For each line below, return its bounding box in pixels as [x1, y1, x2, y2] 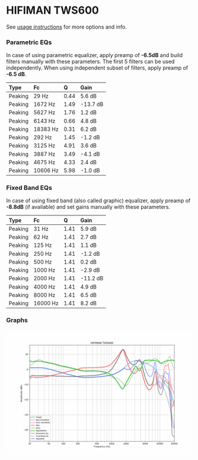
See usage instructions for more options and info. [6, 23, 127, 30]
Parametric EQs [6, 38, 52, 46]
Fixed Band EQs [6, 183, 52, 192]
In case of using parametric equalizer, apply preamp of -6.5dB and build [6, 52, 183, 59]
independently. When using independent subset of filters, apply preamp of [6, 64, 189, 71]
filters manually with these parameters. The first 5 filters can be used [6, 58, 175, 65]
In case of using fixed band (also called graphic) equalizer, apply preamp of [6, 197, 191, 204]
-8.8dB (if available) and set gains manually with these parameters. [6, 204, 171, 211]
